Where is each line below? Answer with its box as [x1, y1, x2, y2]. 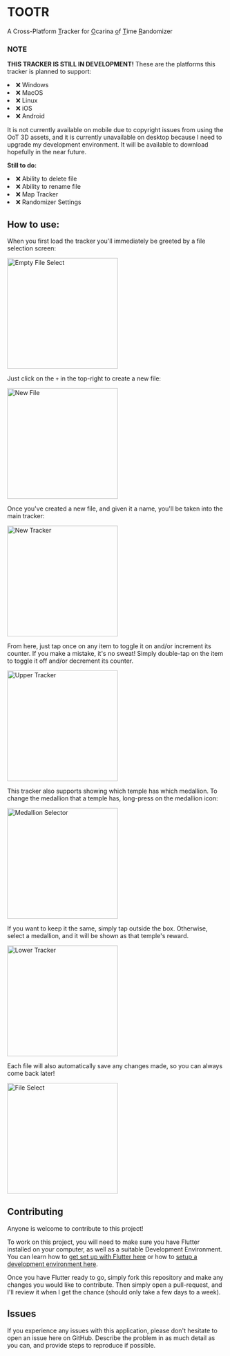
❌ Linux [16, 96, 38, 104]
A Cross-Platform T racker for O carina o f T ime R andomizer [7, 27, 173, 35]
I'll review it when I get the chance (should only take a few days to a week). [7, 1288, 221, 1296]
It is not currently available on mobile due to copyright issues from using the [7, 126, 224, 134]
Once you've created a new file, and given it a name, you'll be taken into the [7, 504, 223, 513]
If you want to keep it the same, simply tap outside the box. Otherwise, [7, 924, 208, 933]
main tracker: [7, 512, 45, 520]
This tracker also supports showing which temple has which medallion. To [7, 787, 218, 796]
